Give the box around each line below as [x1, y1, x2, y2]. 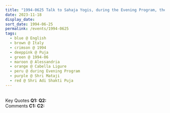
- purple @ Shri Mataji [10, 73, 60, 79]
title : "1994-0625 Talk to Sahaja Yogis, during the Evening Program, [5, 7, 157, 13]
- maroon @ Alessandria [10, 59, 60, 64]
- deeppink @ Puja [10, 50, 49, 55]
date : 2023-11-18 [5, 12, 42, 17]
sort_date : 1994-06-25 [5, 21, 53, 27]
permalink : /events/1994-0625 [5, 26, 69, 31]
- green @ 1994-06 [10, 54, 49, 60]
